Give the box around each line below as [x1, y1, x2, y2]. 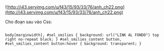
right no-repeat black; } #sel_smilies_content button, [5, 37, 122, 42]
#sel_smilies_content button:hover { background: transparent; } [5, 41, 141, 46]
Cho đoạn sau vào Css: [5, 19, 53, 25]
